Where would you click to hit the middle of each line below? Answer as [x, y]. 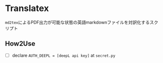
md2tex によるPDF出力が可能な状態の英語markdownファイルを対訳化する [77, 22]
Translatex [27, 8]
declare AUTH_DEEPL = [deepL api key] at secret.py [64, 55]
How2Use [20, 44]
